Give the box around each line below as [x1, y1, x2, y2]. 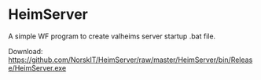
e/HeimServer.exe [8, 63, 67, 72]
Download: [8, 46, 43, 56]
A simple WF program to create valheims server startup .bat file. [8, 31, 216, 41]
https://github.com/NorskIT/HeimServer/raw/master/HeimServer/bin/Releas [8, 55, 253, 64]
